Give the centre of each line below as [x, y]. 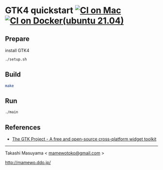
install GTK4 [17, 50]
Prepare [17, 39]
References [23, 127]
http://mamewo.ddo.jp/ [28, 163]
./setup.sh [16, 59]
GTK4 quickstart [39, 10]
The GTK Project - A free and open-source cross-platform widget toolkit [84, 139]
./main [12, 112]
